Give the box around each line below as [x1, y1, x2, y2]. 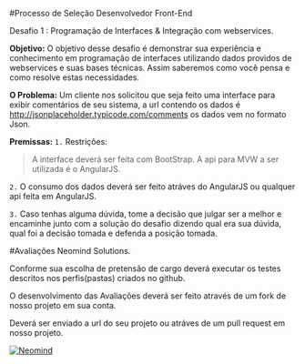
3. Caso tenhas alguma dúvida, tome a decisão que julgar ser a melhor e [9, 208, 282, 219]
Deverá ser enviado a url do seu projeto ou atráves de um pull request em [9, 318, 286, 329]
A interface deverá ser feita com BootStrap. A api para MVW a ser [31, 154, 280, 165]
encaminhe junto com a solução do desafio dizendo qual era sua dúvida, [9, 218, 282, 228]
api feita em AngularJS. [9, 191, 97, 201]
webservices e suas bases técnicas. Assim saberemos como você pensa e [9, 63, 290, 73]
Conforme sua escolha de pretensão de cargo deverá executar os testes [9, 263, 281, 274]
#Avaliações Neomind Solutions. [9, 246, 131, 256]
